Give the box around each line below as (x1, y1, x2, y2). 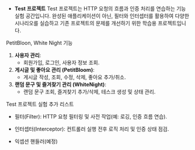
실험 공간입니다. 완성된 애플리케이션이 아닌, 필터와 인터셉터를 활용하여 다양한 (14, 12, 190, 19)
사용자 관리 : (14, 52, 41, 58)
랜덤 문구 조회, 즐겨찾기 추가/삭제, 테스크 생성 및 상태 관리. (23, 88, 156, 95)
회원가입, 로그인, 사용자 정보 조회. (23, 59, 100, 66)
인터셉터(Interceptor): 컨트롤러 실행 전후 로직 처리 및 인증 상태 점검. (14, 125, 169, 132)
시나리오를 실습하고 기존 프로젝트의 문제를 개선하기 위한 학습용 (14, 20, 156, 26)
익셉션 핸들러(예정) (14, 138, 58, 145)
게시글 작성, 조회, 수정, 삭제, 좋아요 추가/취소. (23, 74, 127, 81)
